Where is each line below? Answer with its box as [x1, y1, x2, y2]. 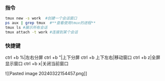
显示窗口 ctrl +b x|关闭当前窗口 [5, 61, 69, 67]
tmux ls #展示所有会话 [5, 25, 48, 30]
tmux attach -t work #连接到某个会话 [5, 30, 78, 35]
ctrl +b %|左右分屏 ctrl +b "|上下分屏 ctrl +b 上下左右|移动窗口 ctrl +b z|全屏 [5, 54, 161, 60]
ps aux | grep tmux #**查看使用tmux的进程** [5, 21, 96, 26]
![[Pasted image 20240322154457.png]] [5, 71, 87, 77]
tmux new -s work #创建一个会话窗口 [5, 16, 78, 21]
